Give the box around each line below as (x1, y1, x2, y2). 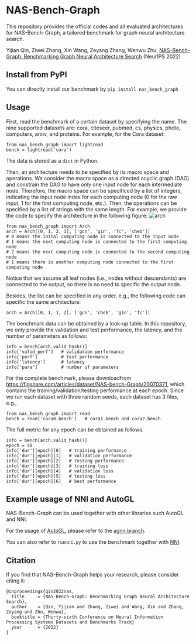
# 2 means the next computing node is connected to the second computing (6, 249, 190, 255)
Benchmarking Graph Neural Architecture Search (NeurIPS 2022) (23, 53, 181, 60)
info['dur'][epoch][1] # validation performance (6, 453, 132, 458)
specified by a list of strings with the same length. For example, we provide (6, 205, 187, 212)
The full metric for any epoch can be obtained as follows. (6, 426, 144, 433)
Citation (6, 556, 36, 565)
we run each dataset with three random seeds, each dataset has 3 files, (6, 393, 179, 400)
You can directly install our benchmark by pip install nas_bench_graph (6, 85, 178, 92)
